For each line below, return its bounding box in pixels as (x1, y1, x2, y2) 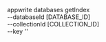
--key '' (7, 27, 29, 35)
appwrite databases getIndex (7, 6, 90, 14)
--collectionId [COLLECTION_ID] (7, 20, 100, 28)
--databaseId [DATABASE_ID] (7, 13, 91, 21)
